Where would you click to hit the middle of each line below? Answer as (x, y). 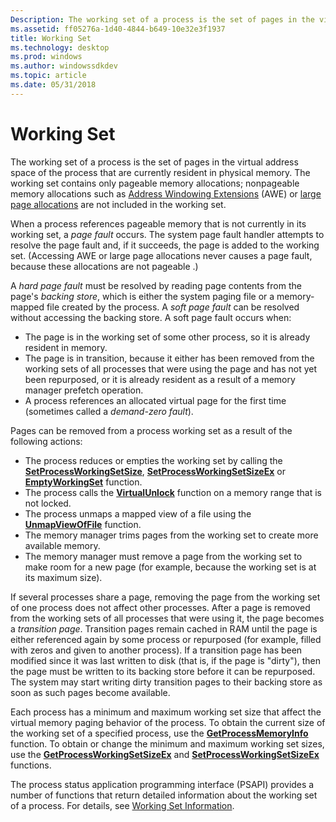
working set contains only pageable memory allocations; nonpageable (155, 183)
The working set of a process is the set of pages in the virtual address (154, 162)
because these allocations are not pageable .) (104, 266)
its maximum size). (63, 577)
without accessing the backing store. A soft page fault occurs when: (151, 317)
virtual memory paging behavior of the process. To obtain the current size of (168, 722)
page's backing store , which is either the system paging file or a (142, 296)
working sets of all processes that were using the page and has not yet (171, 368)
